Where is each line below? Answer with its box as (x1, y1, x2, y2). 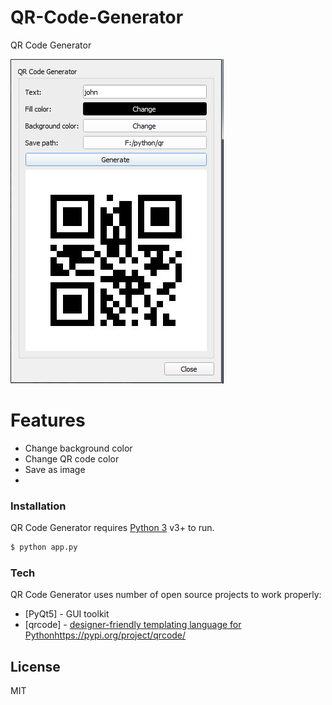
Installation (10, 499, 67, 513)
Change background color (24, 442, 133, 454)
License (10, 658, 61, 675)
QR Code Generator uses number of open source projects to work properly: (10, 589, 322, 601)
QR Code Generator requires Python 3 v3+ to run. (10, 522, 215, 534)
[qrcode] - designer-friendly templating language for (24, 619, 242, 631)
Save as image (24, 463, 86, 475)
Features (10, 409, 86, 432)
